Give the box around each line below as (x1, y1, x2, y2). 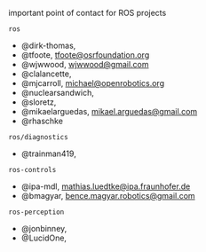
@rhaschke (20, 115, 64, 126)
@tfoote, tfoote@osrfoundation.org (20, 50, 150, 60)
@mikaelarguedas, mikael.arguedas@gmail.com (20, 106, 198, 116)
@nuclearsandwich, (20, 88, 94, 98)
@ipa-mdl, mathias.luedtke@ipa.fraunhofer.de (20, 181, 191, 192)
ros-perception (8, 208, 65, 217)
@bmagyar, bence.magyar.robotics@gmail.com (20, 191, 196, 201)
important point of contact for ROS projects (8, 8, 167, 18)
